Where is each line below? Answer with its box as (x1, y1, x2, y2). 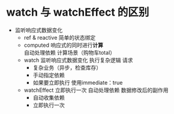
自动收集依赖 (32, 94, 65, 101)
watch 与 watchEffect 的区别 (6, 5, 149, 19)
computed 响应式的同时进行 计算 (23, 41, 104, 49)
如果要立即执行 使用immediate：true (32, 79, 123, 86)
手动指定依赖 (32, 71, 65, 79)
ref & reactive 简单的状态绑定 (23, 34, 96, 41)
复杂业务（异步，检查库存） (32, 64, 102, 71)
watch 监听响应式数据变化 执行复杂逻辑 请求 (23, 56, 133, 64)
